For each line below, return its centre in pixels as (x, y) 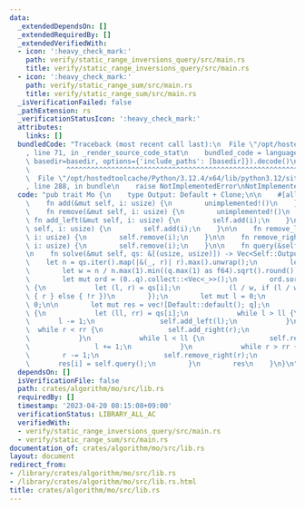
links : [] (44, 136)
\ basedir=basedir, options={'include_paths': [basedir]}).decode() (158, 161)
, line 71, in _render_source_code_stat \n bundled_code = (143, 152)
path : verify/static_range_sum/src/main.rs (109, 85)
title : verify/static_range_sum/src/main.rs (111, 93)
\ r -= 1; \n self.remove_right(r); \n (142, 355)
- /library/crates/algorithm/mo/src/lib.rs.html (103, 482)
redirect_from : (38, 465)
